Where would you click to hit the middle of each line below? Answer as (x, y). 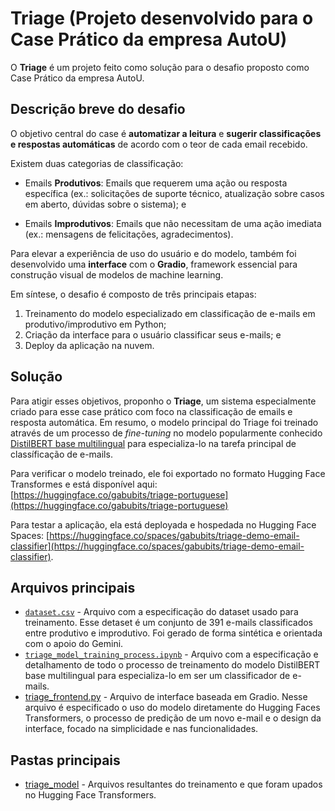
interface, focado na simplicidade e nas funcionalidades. (141, 729)
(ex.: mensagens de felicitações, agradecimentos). (129, 234)
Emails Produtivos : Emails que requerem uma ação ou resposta (156, 183)
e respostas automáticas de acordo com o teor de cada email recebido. (159, 144)
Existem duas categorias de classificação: (97, 163)
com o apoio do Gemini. (74, 644)
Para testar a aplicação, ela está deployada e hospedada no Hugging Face (163, 524)
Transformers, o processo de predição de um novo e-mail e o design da (173, 718)
